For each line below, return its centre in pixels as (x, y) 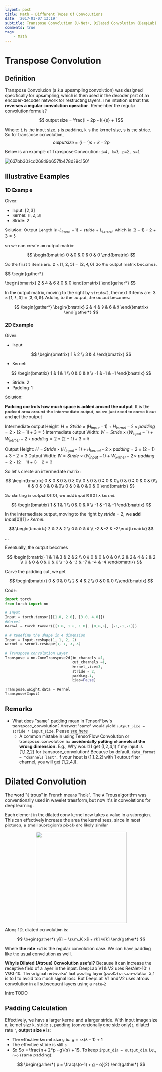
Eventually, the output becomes (37, 547)
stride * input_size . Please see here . (51, 731)
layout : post (18, 9)
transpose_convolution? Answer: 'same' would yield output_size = (78, 726)
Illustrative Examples (37, 176)
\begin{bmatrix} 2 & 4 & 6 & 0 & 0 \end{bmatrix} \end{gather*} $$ (71, 283)
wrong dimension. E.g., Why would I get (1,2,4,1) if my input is (81, 746)
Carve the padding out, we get (35, 571)
